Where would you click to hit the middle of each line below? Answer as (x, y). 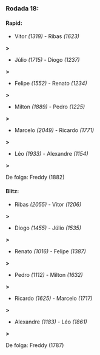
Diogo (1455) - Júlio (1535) (48, 228)
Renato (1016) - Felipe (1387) (50, 251)
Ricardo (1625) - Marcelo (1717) (53, 299)
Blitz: (12, 191)
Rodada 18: (22, 8)
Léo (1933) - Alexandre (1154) (51, 154)
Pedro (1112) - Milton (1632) (48, 275)
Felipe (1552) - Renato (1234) (51, 84)
